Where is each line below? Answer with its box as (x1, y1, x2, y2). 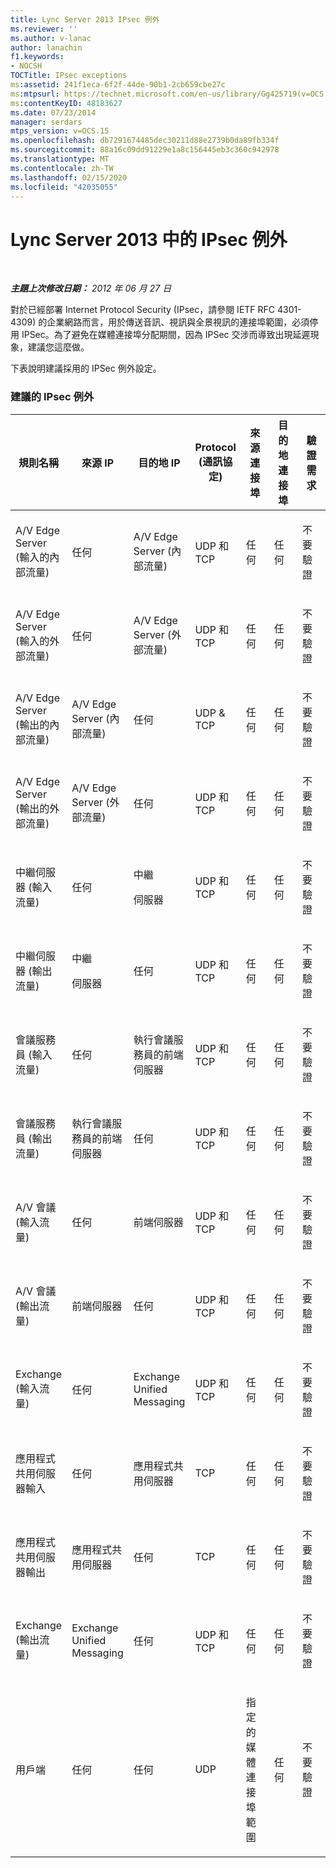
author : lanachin (10, 42, 83, 53)
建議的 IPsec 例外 (10, 390, 95, 404)
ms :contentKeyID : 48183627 (10, 98, 123, 108)
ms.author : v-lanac (10, 33, 92, 43)
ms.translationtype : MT (10, 154, 110, 164)
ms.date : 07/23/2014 (10, 107, 97, 118)
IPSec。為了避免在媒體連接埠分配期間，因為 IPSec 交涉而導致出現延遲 (21, 329, 311, 341)
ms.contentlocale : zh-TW (10, 163, 114, 173)
